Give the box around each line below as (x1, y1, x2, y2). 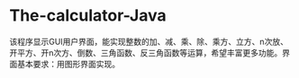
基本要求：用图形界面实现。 (16, 58, 120, 69)
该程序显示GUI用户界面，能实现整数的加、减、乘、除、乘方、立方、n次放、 (9, 36, 288, 47)
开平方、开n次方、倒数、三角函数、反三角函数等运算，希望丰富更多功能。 (9, 47, 283, 58)
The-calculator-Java (9, 5, 167, 26)
